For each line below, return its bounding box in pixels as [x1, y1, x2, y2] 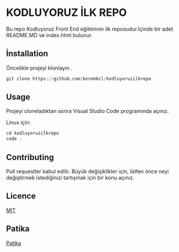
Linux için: [6, 119, 31, 126]
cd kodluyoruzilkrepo [6, 130, 59, 137]
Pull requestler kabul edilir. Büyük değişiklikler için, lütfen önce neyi [6, 168, 169, 175]
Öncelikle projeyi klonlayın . [6, 64, 72, 71]
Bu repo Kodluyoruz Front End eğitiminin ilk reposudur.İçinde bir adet [6, 25, 174, 32]
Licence [6, 191, 37, 201]
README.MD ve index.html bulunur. [6, 31, 93, 38]
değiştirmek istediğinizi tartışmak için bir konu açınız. [6, 174, 134, 181]
